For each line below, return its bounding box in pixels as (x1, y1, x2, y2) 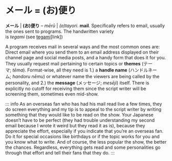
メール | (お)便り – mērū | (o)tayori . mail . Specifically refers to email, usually (5, 22, 165, 29)
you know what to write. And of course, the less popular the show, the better (5, 139, 167, 145)
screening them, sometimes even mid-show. (5, 90, 99, 97)
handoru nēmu (12, 73, 44, 79)
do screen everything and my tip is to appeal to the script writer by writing (5, 106, 162, 112)
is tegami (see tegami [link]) (5, 34, 63, 40)
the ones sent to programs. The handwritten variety (5, 28, 114, 34)
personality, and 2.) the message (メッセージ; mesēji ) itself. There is (5, 80, 149, 86)
